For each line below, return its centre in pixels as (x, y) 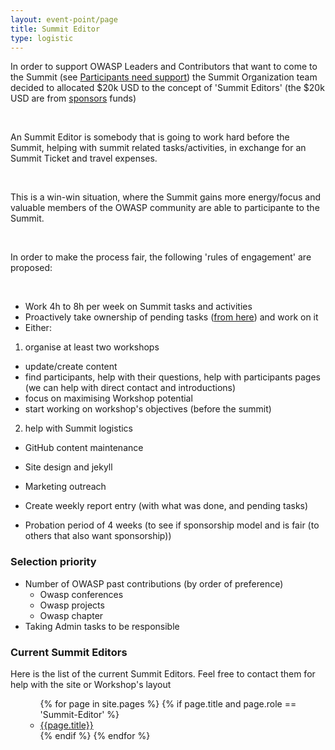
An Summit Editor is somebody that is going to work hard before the (150, 137)
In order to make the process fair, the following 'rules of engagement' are (161, 257)
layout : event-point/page (64, 19)
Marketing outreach (65, 487)
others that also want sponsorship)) (98, 536)
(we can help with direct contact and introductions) (130, 388)
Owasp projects (72, 605)
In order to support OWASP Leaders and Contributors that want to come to (164, 67)
